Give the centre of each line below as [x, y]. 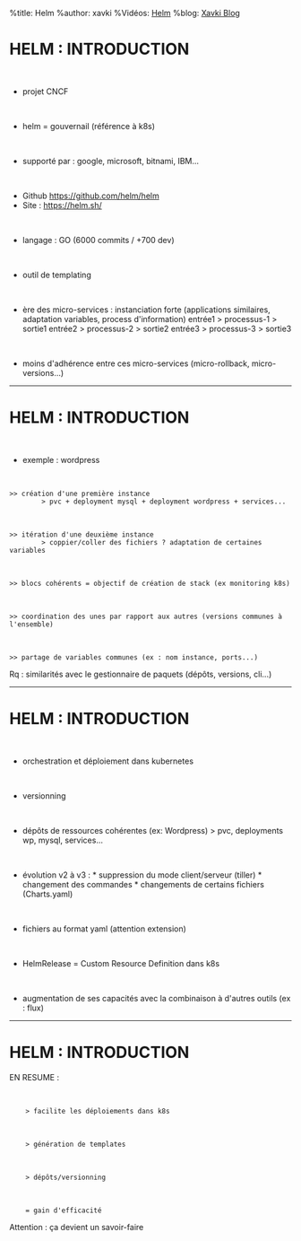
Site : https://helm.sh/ [62, 205]
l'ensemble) [31, 624]
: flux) [33, 1008]
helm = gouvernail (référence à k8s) [88, 126]
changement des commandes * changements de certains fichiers [143, 884]
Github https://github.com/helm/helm [90, 196]
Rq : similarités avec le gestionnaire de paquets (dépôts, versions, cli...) [141, 674]
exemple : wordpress [61, 459]
